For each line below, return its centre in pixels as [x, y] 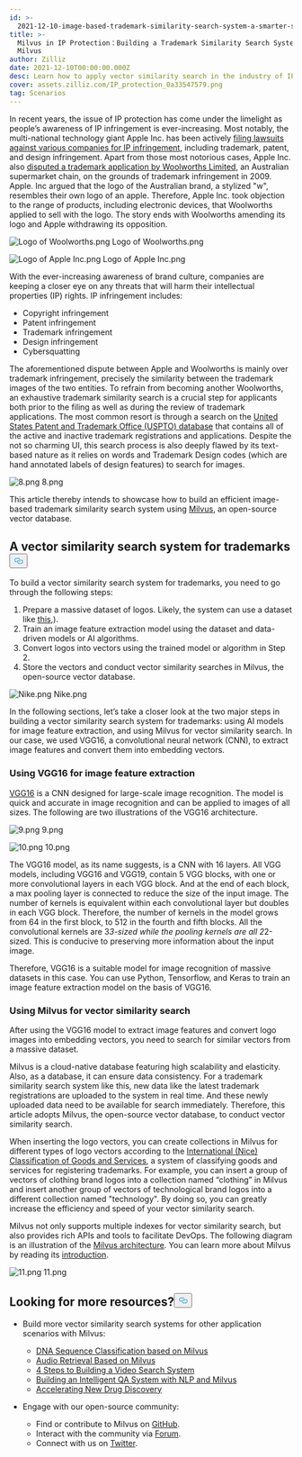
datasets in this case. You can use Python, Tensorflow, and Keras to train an [150, 977]
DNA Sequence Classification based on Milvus [122, 1351]
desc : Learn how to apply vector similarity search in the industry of [146, 77]
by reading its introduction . [59, 1254]
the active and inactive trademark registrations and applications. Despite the [151, 435]
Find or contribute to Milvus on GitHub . [108, 1424]
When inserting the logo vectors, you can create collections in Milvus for [144, 1141]
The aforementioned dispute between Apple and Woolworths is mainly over [149, 368]
